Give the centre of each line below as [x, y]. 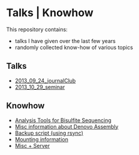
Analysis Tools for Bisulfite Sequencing [63, 120]
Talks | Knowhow [50, 13]
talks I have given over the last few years [65, 41]
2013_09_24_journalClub [45, 80]
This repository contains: [37, 29]
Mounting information [42, 139]
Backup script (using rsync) [49, 133]
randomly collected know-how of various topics [74, 47]
